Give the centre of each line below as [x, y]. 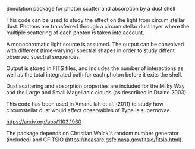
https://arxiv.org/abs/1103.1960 [44, 122]
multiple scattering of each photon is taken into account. [75, 33]
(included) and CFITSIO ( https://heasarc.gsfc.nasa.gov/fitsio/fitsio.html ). [95, 140]
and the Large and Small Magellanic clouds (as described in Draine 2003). [97, 92]
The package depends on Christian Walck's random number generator [93, 133]
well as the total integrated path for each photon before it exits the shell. [94, 74]
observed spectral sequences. [43, 57]
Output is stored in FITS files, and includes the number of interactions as [95, 68]
